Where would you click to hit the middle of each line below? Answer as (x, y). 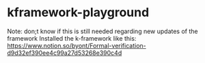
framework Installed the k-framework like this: (72, 38)
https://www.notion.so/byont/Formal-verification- (77, 45)
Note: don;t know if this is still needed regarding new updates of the (102, 31)
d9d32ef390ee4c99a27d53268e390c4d (65, 53)
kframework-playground (78, 13)
